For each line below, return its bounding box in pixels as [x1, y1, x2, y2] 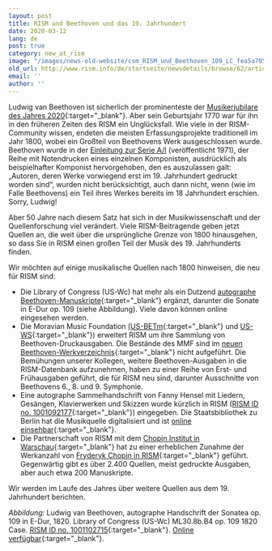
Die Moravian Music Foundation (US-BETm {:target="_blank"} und [19, 321, 239, 331]
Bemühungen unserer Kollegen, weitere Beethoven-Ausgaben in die [19, 356, 247, 365]
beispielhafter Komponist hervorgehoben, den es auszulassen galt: [8, 162, 232, 172]
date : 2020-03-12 [8, 27, 67, 35]
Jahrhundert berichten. [8, 492, 86, 502]
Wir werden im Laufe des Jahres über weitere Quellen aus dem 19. [8, 483, 230, 493]
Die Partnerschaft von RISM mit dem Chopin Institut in [19, 433, 200, 442]
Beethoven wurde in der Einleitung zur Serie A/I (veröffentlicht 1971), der [8, 145, 249, 155]
